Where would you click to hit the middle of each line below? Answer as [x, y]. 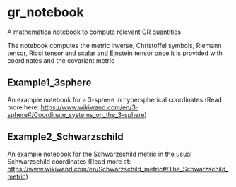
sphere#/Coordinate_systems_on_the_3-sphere [76, 114]
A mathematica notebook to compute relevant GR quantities [94, 32]
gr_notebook [46, 12]
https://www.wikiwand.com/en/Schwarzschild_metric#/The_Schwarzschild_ [118, 169]
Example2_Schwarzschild [65, 137]
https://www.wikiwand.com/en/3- [90, 107]
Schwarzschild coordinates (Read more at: [69, 161]
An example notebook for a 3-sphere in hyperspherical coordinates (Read [115, 99]
